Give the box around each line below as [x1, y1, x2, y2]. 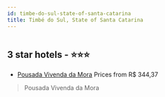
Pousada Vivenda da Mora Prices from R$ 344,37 [17, 70, 159, 79]
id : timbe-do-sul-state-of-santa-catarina [7, 10, 131, 17]
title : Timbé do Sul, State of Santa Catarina [7, 17, 144, 23]
